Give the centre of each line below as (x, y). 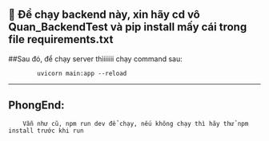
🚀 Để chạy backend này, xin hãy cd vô (104, 15)
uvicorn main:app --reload (82, 73)
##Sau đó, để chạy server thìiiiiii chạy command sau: (95, 59)
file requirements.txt (61, 39)
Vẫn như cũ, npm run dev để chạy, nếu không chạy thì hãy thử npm (136, 123)
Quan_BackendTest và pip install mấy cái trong (128, 27)
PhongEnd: (36, 106)
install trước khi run (46, 131)
